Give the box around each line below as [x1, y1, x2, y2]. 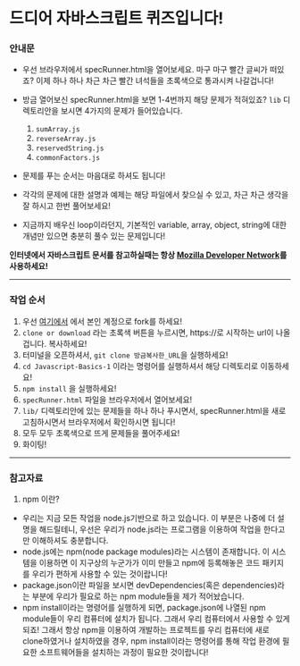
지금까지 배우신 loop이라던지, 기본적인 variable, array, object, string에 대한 [21, 220, 287, 231]
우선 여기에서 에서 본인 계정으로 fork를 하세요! [21, 316, 183, 326]
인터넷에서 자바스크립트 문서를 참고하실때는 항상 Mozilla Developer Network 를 [9, 249, 287, 260]
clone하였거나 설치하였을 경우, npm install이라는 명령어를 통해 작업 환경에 [21, 636, 280, 646]
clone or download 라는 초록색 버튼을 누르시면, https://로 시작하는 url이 [21, 327, 274, 338]
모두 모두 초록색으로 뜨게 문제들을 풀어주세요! [21, 427, 180, 438]
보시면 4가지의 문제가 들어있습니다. [61, 105, 183, 116]
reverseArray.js [35, 135, 96, 144]
